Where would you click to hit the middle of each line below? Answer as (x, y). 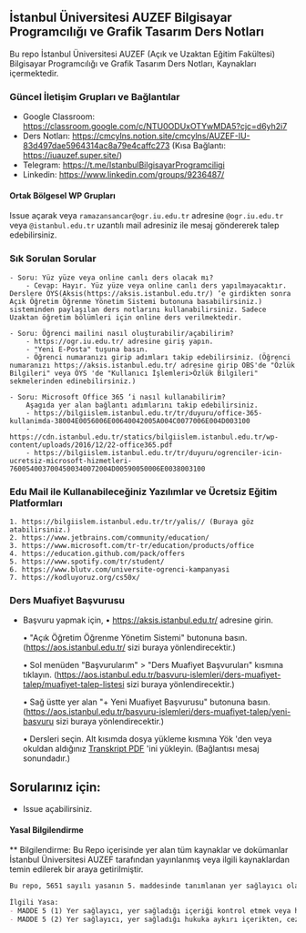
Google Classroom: (59, 117)
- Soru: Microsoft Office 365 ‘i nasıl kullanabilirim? (117, 397)
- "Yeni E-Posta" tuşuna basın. (87, 349)
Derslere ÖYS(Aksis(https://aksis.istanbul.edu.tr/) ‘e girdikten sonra (150, 293)
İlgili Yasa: (34, 903)
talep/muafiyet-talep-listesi (73, 685)
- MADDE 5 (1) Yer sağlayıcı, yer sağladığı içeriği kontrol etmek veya (150, 911)
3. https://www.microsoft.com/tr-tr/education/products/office (132, 545)
